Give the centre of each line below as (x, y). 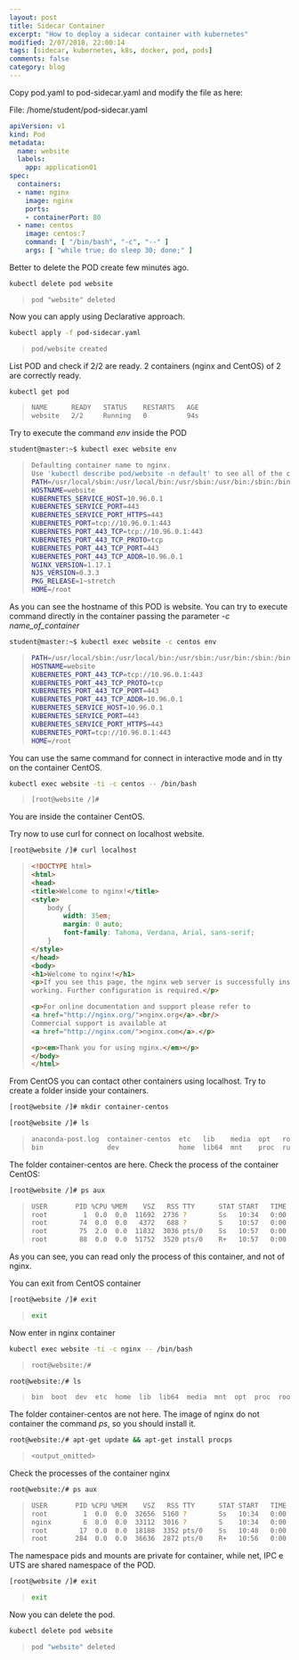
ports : (37, 209)
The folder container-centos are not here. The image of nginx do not (134, 1414)
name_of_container (44, 626)
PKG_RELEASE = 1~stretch (73, 581)
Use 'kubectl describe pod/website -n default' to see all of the (157, 473)
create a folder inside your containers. (79, 1091)
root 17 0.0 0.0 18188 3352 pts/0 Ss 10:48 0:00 (158, 1530)
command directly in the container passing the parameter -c (120, 616)
